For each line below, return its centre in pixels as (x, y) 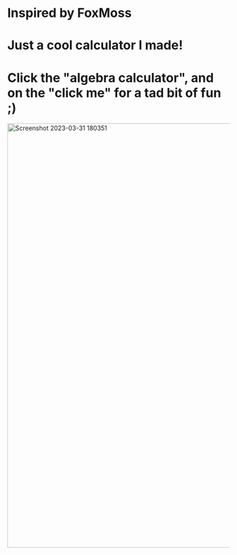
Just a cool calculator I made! (95, 46)
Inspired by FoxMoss (69, 13)
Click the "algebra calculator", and (110, 77)
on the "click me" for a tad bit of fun (114, 93)
